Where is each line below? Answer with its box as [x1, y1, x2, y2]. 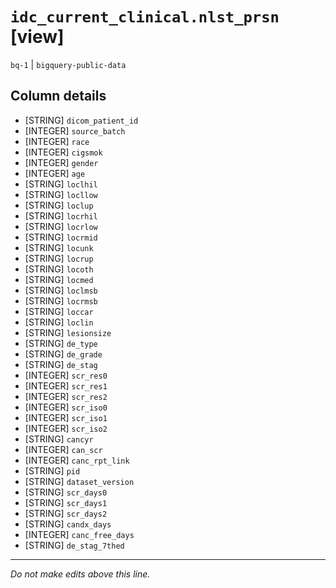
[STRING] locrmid [24, 231, 98, 243]
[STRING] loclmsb [24, 284, 98, 296]
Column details [10, 88, 107, 105]
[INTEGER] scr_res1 [24, 379, 108, 392]
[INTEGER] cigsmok [24, 146, 103, 158]
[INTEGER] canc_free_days [24, 528, 135, 540]
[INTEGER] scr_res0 [24, 369, 108, 381]
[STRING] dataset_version [24, 475, 135, 487]
